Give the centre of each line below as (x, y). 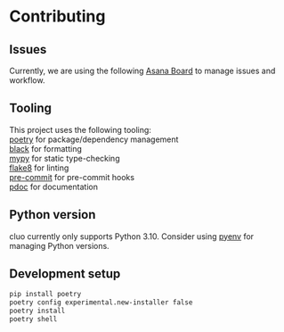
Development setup (65, 274)
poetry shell (33, 320)
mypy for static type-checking (65, 158)
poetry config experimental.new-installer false (101, 303)
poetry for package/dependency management (94, 139)
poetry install (37, 311)
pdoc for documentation (53, 187)
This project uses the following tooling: (80, 129)
